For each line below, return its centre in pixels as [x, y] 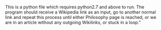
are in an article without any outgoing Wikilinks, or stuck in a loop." [73, 22]
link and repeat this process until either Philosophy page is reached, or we [81, 17]
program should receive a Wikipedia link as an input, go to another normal [80, 12]
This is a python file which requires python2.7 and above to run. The [75, 7]
